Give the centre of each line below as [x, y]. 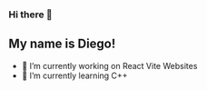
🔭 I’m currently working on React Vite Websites [109, 65]
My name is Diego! [62, 44]
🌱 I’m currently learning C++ [74, 75]
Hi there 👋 [31, 15]
